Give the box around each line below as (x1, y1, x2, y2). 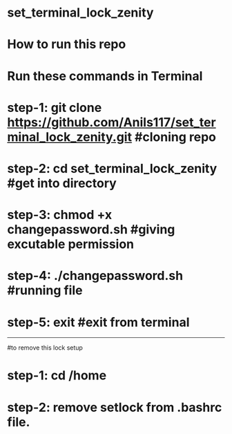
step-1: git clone (7, 100, 102, 115)
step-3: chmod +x (7, 207, 113, 223)
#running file (7, 283, 83, 299)
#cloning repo (134, 129, 216, 144)
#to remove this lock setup (7, 343, 83, 352)
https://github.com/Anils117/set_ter (7, 114, 216, 130)
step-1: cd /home (7, 368, 107, 384)
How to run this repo (7, 37, 126, 53)
